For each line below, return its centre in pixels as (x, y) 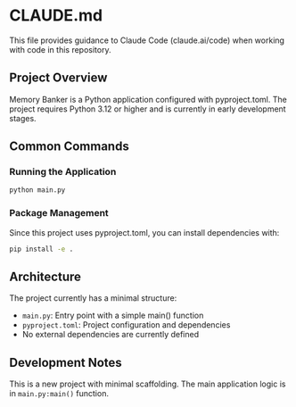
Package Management (59, 213)
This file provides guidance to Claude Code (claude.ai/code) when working (147, 40)
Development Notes (66, 362)
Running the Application (63, 172)
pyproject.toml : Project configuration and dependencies (126, 325)
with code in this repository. (60, 49)
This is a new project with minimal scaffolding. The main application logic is (148, 384)
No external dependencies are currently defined (111, 335)
